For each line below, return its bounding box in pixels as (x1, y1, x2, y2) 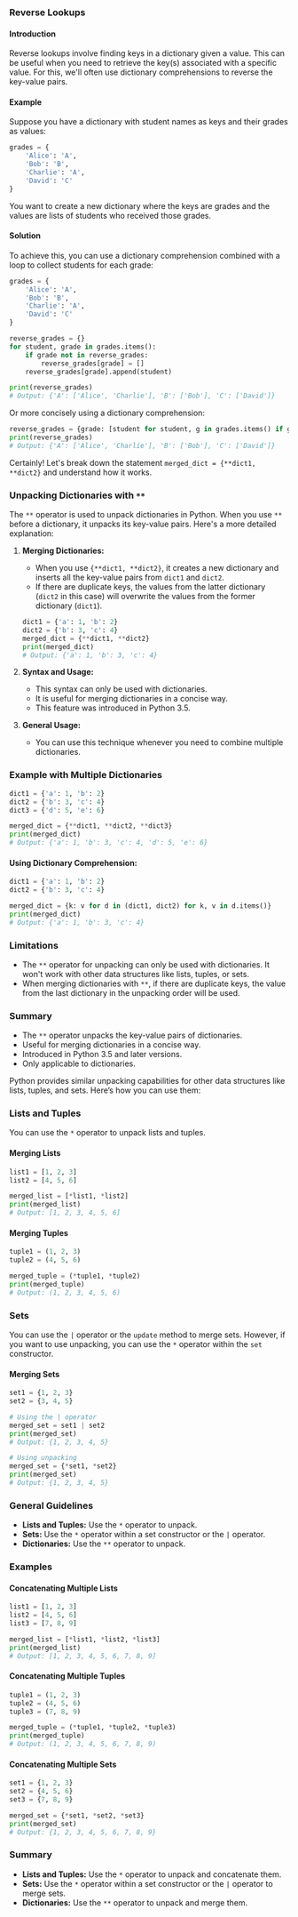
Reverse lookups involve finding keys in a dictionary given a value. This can (9, 48, 286, 59)
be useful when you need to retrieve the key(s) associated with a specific (9, 58, 278, 68)
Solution (9, 230, 42, 241)
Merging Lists (9, 1148, 61, 1159)
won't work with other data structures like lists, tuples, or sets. (21, 968, 250, 979)
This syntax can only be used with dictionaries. (35, 684, 208, 694)
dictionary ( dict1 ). (35, 600, 103, 611)
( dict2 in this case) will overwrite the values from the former (35, 591, 255, 602)
